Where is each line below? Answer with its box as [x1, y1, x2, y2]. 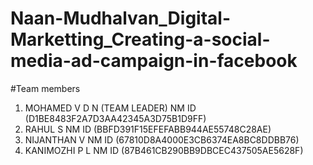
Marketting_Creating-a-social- [10, 28, 271, 51]
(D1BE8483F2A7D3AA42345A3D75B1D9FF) [24, 112, 207, 124]
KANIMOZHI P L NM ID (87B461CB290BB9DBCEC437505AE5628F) [24, 144, 304, 156]
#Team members [10, 82, 81, 94]
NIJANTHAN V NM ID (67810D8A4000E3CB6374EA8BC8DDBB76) [24, 133, 300, 146]
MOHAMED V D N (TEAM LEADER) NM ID [24, 102, 197, 114]
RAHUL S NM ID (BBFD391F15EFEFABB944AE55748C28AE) [24, 123, 272, 135]
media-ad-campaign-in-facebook [10, 50, 298, 72]
